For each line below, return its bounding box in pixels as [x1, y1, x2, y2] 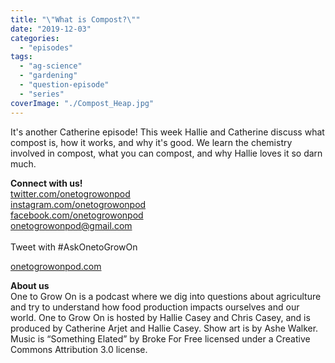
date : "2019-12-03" [10, 24, 92, 34]
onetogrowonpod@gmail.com [10, 219, 133, 231]
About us [10, 279, 50, 291]
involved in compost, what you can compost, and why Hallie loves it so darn [10, 147, 323, 159]
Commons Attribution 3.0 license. [10, 343, 148, 355]
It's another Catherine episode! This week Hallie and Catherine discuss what [10, 126, 325, 138]
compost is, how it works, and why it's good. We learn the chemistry [10, 136, 293, 148]
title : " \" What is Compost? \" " [10, 14, 141, 25]
